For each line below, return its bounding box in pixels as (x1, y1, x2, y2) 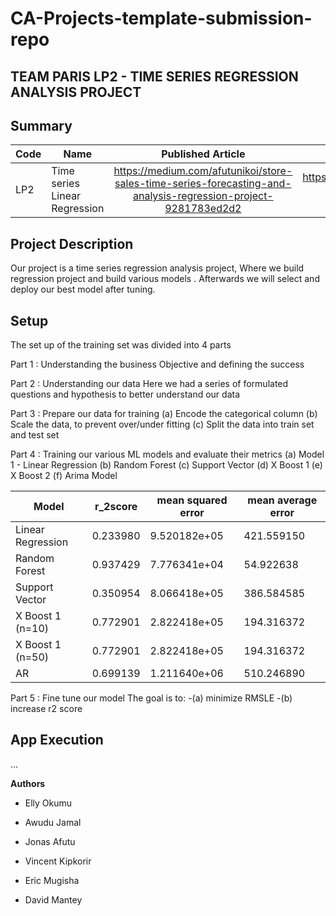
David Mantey (24, 893, 83, 906)
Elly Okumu (24, 797, 73, 809)
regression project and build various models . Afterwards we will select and (10, 273, 320, 285)
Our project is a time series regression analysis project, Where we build (10, 262, 305, 274)
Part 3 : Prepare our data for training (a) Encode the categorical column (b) (10, 408, 318, 420)
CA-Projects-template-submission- (10, 7, 313, 30)
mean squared (156, 493, 228, 507)
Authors (10, 777, 46, 789)
